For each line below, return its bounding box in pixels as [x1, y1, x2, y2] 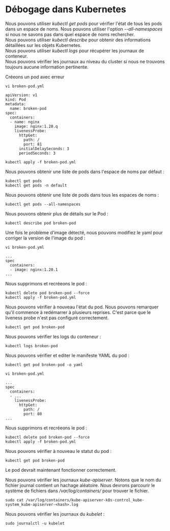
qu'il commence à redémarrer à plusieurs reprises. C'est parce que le [5, 309, 151, 315]
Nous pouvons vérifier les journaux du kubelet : [5, 511, 105, 517]
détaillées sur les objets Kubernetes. [5, 42, 82, 48]
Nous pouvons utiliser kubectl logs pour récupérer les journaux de [5, 47, 144, 54]
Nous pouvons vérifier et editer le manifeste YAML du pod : [5, 352, 130, 358]
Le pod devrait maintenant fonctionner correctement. [5, 467, 117, 473]
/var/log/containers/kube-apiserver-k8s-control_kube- [25, 497, 145, 502]
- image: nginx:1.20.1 [10, 267, 58, 272]
